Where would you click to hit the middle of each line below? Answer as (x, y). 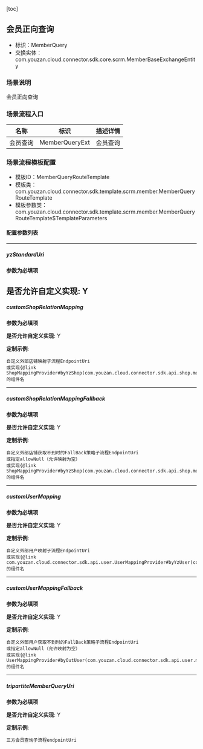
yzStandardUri (25, 254)
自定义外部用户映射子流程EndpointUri (48, 551)
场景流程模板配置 (31, 163)
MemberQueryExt (65, 143)
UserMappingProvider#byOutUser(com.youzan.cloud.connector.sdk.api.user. (101, 661)
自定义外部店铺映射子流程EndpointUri (48, 361)
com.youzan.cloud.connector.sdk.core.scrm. (71, 59)
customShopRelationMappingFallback (56, 398)
